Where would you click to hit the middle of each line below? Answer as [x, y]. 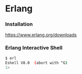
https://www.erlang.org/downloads [41, 35]
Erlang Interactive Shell [34, 48]
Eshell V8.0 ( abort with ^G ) [37, 63]
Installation [19, 24]
